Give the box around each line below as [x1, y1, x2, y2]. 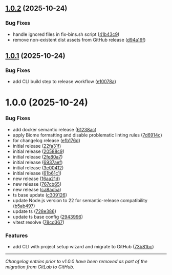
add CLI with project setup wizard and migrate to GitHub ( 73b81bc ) [12, 244, 155, 250]
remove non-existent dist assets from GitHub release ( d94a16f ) [12, 36, 146, 43]
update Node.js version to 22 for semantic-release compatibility [12, 197, 147, 203]
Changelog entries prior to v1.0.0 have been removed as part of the [5, 259, 147, 265]
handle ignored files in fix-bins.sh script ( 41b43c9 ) [12, 31, 120, 37]
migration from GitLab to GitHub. [5, 264, 75, 270]
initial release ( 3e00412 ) [12, 164, 64, 171]
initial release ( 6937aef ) [12, 159, 63, 165]
